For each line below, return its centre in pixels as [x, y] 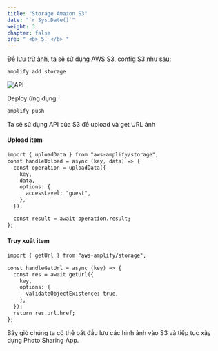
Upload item [25, 140]
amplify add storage [37, 72]
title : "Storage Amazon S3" [48, 13]
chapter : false [29, 33]
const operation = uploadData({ [60, 168]
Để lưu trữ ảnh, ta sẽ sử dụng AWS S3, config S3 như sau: [89, 59]
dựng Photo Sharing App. [43, 340]
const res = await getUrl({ [54, 274]
